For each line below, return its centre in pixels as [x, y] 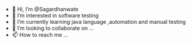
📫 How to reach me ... [40, 35]
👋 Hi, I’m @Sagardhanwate [45, 9]
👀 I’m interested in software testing [55, 15]
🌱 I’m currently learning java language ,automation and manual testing [99, 22]
